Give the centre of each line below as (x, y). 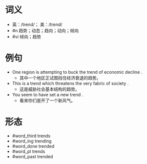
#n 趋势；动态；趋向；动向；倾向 (45, 30)
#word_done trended (33, 146)
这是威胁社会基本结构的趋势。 (49, 89)
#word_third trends (31, 136)
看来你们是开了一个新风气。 (47, 100)
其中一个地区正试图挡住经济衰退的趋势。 (60, 78)
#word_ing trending (32, 141)
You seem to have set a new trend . (48, 94)
